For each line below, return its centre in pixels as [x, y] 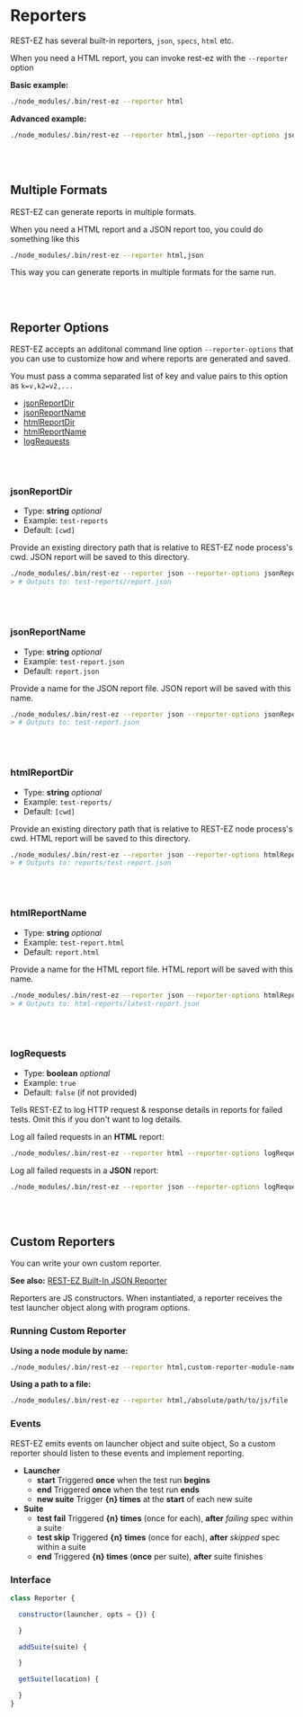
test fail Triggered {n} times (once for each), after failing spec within [165, 1518]
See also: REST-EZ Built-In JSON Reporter [89, 1281]
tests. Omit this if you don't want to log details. [96, 1119]
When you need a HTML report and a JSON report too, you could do [137, 229]
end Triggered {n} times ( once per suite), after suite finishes [150, 1556]
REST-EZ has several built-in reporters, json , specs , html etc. [122, 40]
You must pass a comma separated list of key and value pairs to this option [149, 376]
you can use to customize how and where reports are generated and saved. [151, 359]
